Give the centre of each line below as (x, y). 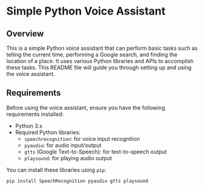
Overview (25, 34)
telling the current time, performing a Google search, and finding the (92, 55)
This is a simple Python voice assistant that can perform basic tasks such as (102, 48)
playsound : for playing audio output (68, 158)
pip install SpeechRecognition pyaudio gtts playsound (77, 181)
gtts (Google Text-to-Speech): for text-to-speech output (96, 151)
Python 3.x (29, 126)
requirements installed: (35, 114)
